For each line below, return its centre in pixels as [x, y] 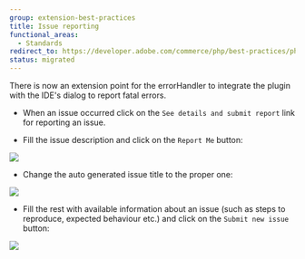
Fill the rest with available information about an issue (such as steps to [154, 209]
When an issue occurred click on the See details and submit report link [158, 113]
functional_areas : [44, 34]
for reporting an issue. [64, 122]
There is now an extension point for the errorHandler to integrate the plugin [150, 86]
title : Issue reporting [54, 26]
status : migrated [42, 60]
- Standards [40, 43]
